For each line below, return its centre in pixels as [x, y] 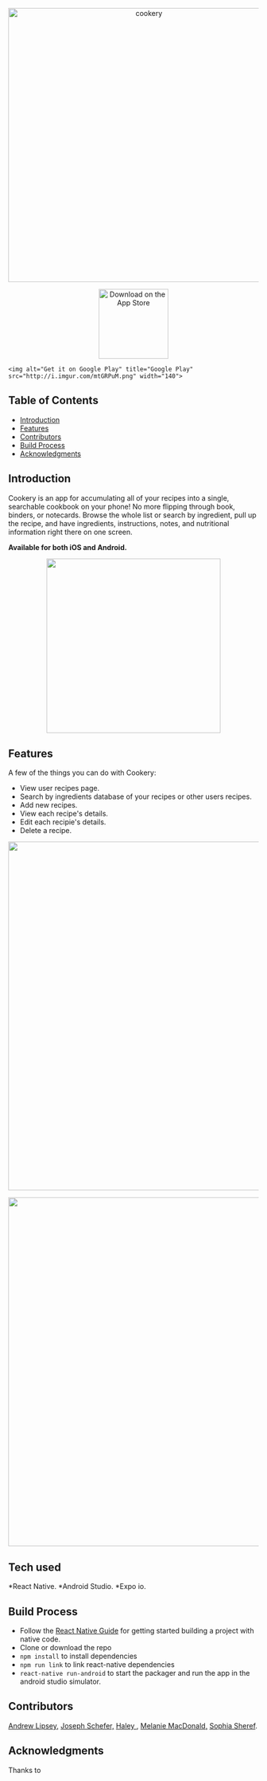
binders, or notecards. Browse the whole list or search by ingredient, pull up [132, 515]
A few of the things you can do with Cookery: [82, 773]
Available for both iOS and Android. [68, 547]
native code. [40, 1639]
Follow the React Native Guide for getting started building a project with [137, 1631]
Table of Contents [54, 401]
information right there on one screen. [70, 532]
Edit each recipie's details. [63, 822]
